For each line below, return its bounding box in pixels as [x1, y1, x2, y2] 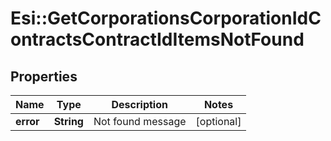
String [53, 115, 84, 128]
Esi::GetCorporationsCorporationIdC [10, 7, 322, 30]
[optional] [195, 115, 242, 128]
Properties [10, 68, 78, 85]
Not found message [93, 115, 187, 128]
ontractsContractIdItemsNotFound [10, 28, 305, 51]
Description [111, 98, 168, 111]
